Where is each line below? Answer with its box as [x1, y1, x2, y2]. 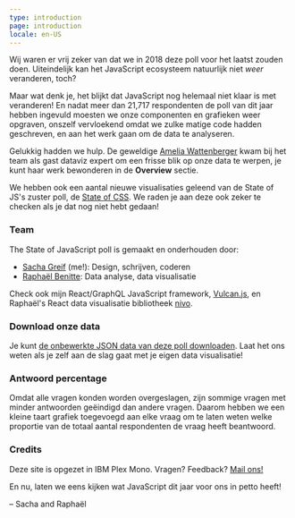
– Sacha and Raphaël [9, 498, 87, 509]
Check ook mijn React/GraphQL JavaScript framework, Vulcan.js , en [9, 288, 261, 299]
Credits [9, 444, 42, 456]
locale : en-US [9, 30, 63, 38]
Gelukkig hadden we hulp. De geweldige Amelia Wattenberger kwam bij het [9, 146, 287, 157]
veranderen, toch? [9, 73, 77, 84]
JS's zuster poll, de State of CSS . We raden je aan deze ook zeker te [9, 191, 262, 202]
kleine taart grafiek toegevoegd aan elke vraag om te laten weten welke [9, 412, 273, 422]
